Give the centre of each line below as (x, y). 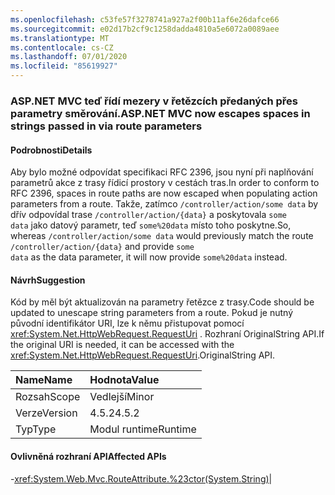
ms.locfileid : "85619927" (64, 66)
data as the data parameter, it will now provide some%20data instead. (149, 257)
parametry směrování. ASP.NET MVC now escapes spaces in (160, 113)
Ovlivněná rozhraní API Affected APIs (88, 456)
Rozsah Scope (48, 397)
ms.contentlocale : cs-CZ (62, 47)
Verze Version (46, 413)
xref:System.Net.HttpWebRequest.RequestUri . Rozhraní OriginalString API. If (167, 334)
